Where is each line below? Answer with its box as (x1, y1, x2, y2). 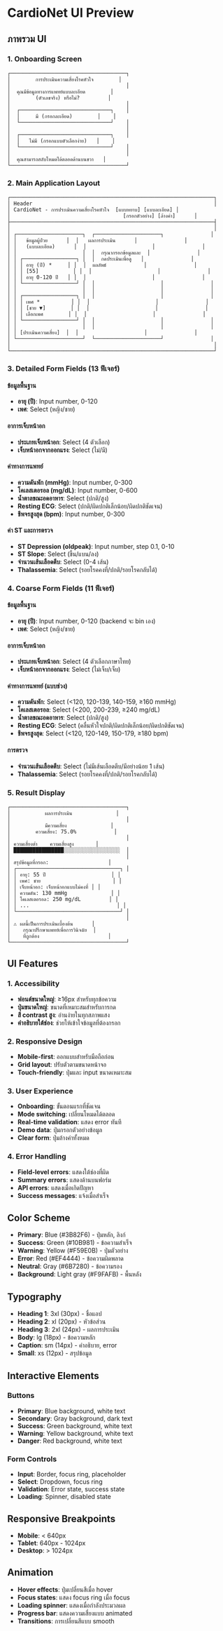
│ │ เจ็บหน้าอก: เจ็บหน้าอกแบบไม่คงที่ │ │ (7, 883, 101, 891)
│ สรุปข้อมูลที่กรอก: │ (7, 858, 112, 866)
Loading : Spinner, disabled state (17, 1493, 112, 1501)
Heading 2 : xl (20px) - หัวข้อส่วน (17, 1317, 106, 1326)
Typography (7, 1291, 62, 1303)
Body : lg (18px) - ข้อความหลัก (17, 1333, 96, 1342)
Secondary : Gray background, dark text (17, 1414, 133, 1423)
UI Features (7, 958, 58, 970)
